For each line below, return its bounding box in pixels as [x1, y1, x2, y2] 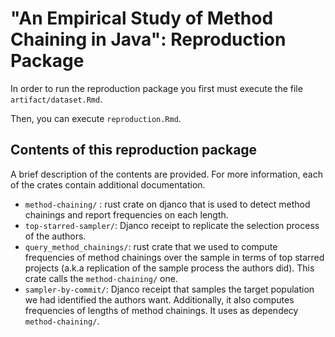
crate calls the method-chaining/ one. [24, 272, 178, 284]
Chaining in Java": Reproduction [10, 28, 287, 51]
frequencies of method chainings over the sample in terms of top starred [24, 251, 325, 263]
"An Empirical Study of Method [10, 7, 274, 30]
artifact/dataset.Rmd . [10, 93, 103, 105]
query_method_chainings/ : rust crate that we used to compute [24, 240, 278, 252]
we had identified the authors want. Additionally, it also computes [24, 293, 295, 306]
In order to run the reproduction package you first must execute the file [10, 82, 303, 94]
